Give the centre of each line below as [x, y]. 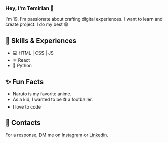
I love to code [27, 106]
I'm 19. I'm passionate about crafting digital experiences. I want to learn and [84, 19]
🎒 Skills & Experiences [41, 40]
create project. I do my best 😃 [37, 24]
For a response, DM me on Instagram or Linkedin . [57, 135]
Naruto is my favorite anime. [42, 94]
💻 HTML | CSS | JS [33, 53]
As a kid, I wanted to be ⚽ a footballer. [53, 99]
